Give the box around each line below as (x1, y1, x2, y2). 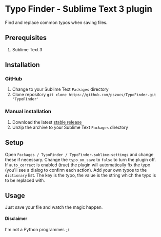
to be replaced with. (5, 177, 45, 183)
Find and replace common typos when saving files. (5, 20, 108, 25)
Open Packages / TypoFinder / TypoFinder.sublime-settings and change (5, 151, 154, 157)
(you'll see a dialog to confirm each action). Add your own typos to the (5, 167, 147, 173)
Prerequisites (5, 34, 47, 42)
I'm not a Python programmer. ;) (5, 226, 69, 232)
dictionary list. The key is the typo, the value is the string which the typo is (5, 172, 156, 178)
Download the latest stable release (12, 119, 82, 125)
